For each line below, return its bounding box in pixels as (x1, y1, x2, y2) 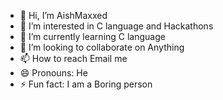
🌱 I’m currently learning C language (19, 31, 166, 42)
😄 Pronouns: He (19, 67, 88, 79)
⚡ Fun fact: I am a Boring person (19, 78, 153, 90)
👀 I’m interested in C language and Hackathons (19, 20, 214, 32)
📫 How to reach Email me (19, 53, 128, 64)
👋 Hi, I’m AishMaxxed (19, 10, 108, 21)
